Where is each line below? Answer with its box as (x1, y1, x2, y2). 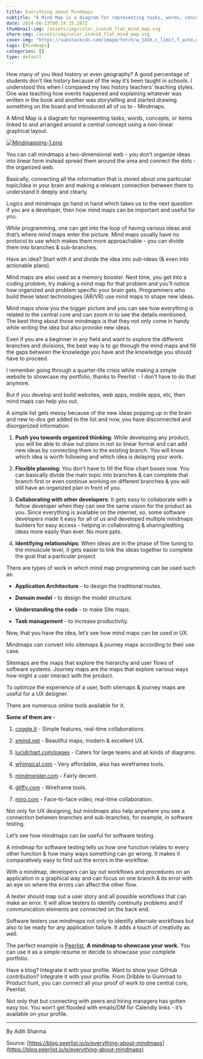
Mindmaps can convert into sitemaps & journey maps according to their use (6, 640, 195, 648)
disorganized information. (6, 422, 71, 429)
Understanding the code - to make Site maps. (14, 605, 131, 613)
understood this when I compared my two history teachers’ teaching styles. (6, 83, 195, 91)
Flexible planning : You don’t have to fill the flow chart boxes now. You (14, 464, 190, 472)
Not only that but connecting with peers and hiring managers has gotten (6, 997, 186, 1005)
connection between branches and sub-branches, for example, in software (6, 813, 193, 821)
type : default (6, 54, 42, 60)
